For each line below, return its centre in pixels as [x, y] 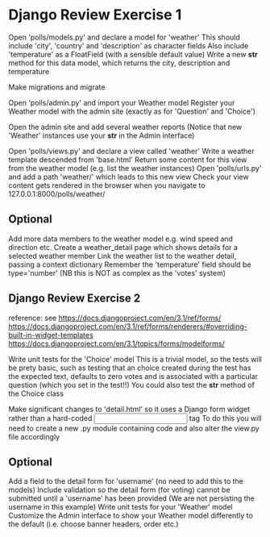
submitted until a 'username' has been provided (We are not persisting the [132, 498]
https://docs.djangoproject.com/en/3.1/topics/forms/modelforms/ [116, 343]
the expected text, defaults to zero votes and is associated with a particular [133, 376]
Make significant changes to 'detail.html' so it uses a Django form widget [129, 409]
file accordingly [34, 436]
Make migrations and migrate [57, 87]
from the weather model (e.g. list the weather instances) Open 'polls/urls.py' [135, 168]
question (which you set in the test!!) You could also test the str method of [132, 385]
